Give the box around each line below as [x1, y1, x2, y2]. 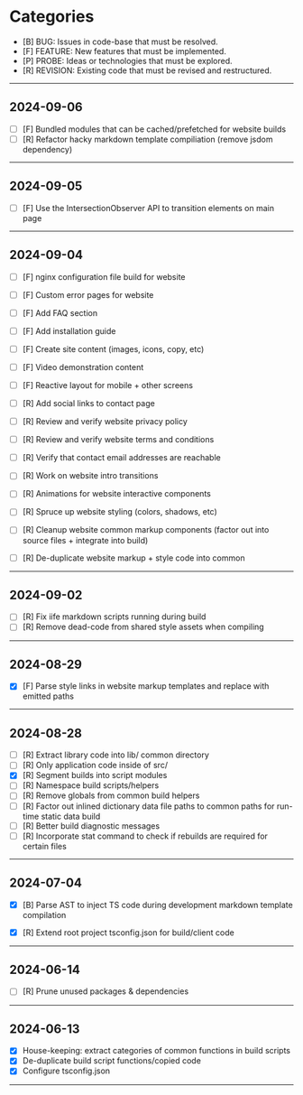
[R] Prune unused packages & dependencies [22, 986, 189, 997]
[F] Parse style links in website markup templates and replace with [22, 681, 270, 691]
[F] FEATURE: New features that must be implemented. [22, 45, 227, 56]
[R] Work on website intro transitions [22, 470, 159, 481]
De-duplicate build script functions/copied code [22, 1055, 201, 1066]
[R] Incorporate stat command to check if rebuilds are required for [22, 831, 269, 841]
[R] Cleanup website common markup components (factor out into [22, 524, 270, 535]
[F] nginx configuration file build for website [22, 271, 187, 282]
